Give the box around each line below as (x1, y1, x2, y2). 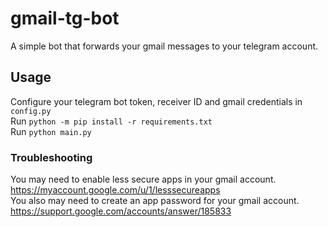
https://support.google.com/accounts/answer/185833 (10, 205, 232, 217)
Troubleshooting (10, 150, 93, 164)
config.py (10, 106, 52, 116)
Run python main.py (10, 125, 92, 137)
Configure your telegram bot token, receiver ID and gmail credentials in (10, 95, 303, 107)
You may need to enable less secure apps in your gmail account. (10, 173, 277, 186)
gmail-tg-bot (10, 7, 120, 30)
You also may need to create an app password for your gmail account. (10, 195, 300, 207)
